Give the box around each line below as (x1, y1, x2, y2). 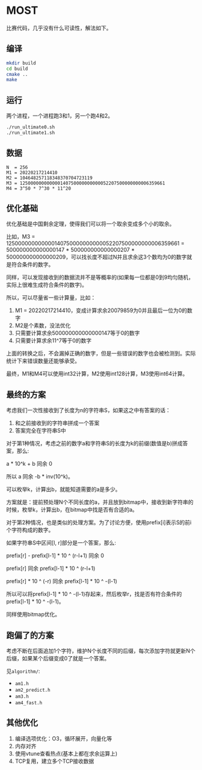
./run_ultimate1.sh (6, 130, 55, 136)
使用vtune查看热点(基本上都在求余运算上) (14, 750, 118, 757)
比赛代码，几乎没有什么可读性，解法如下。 (6, 24, 112, 31)
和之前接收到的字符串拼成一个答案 (14, 419, 100, 427)
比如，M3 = (6, 233, 35, 240)
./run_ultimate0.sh (6, 124, 55, 130)
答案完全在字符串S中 (14, 427, 66, 434)
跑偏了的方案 (6, 630, 54, 640)
